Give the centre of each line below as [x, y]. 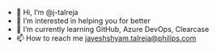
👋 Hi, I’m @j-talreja [47, 12]
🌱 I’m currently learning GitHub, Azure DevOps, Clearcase [113, 29]
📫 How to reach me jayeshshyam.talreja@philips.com [106, 38]
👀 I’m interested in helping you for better [83, 21]
